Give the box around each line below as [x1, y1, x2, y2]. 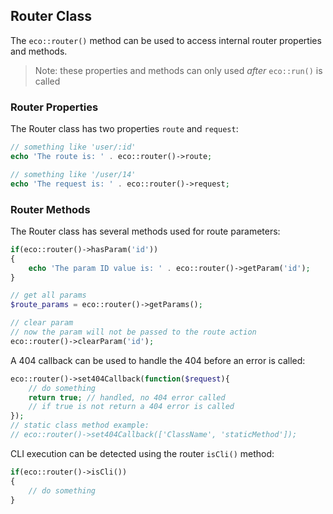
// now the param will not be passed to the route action [10, 327, 257, 338]
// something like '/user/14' [10, 169, 137, 179]
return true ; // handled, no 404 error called [28, 392, 226, 403]
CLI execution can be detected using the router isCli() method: [10, 447, 275, 459]
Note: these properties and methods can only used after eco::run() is [34, 64, 323, 76]
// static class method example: [10, 420, 150, 431]
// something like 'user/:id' [10, 142, 137, 153]
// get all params [10, 290, 87, 301]
